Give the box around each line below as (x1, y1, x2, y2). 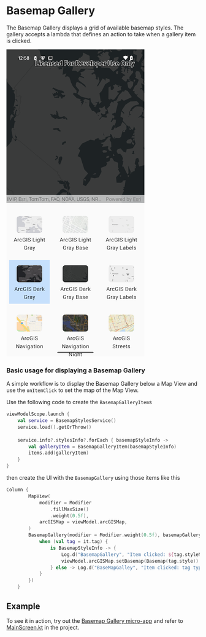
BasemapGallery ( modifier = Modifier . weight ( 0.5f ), (28, 532, 161, 538)
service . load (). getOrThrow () (17, 424, 92, 430)
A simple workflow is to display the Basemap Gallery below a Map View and (6, 380, 198, 388)
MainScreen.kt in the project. (6, 623, 80, 631)
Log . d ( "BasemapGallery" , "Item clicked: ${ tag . (61, 551, 185, 558)
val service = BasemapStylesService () (17, 418, 116, 424)
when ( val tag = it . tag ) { (39, 539, 109, 545)
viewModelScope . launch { (6, 411, 70, 418)
